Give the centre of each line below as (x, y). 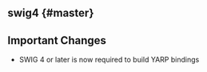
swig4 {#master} (51, 13)
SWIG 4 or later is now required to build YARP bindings (109, 60)
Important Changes (57, 40)
